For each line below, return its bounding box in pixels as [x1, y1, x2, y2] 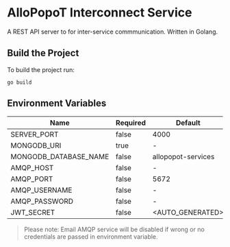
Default [175, 118, 201, 128]
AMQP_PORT [10, 174, 53, 183]
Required [115, 118, 146, 128]
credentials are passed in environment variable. [23, 232, 159, 241]
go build [7, 79, 32, 86]
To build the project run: [7, 65, 75, 73]
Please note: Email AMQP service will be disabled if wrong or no [23, 225, 205, 233]
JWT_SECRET [10, 207, 55, 217]
